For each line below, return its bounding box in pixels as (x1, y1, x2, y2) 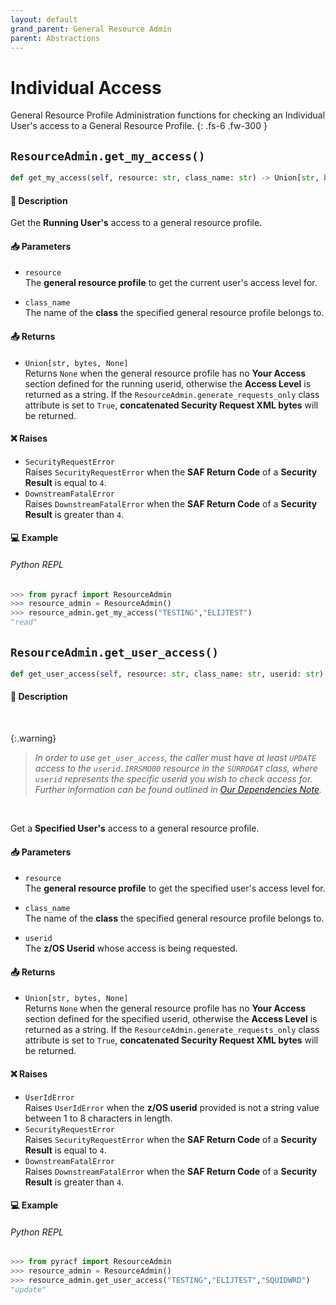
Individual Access (10, 76, 162, 99)
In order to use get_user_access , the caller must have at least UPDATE (34, 752, 317, 763)
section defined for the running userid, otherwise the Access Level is (24, 377, 312, 390)
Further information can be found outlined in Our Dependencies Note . (34, 784, 323, 795)
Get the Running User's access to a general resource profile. (10, 217, 263, 229)
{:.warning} (10, 732, 57, 744)
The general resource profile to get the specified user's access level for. (24, 882, 326, 895)
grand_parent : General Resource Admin (10, 24, 172, 34)
